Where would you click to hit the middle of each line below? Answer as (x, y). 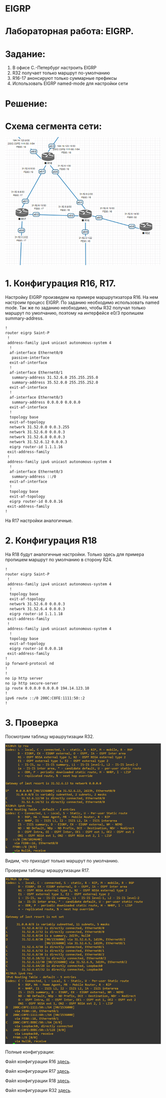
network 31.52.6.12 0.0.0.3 (39, 442)
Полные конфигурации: (30, 1052)
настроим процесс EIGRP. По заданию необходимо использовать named (82, 302)
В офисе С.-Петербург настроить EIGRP (54, 68)
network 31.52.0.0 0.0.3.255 (40, 427)
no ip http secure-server (32, 684)
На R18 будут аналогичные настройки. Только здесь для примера (75, 554)
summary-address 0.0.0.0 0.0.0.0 (46, 403)
